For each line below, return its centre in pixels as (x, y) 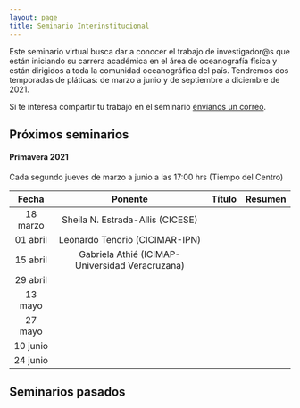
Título (224, 199)
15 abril (31, 260)
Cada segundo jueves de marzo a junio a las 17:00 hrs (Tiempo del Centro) (146, 177)
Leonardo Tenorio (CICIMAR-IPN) (130, 240)
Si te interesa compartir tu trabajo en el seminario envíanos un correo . (137, 106)
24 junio (31, 361)
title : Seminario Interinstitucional (79, 26)
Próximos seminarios (69, 134)
